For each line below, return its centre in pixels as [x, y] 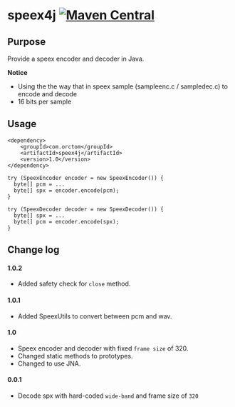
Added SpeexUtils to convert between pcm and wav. [95, 316]
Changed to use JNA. [49, 363]
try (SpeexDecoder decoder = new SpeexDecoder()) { [85, 209]
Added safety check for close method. [74, 284]
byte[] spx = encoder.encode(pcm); [67, 190]
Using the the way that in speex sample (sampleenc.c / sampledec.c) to [122, 86]
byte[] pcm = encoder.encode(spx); [67, 221]
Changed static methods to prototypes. [75, 356]
